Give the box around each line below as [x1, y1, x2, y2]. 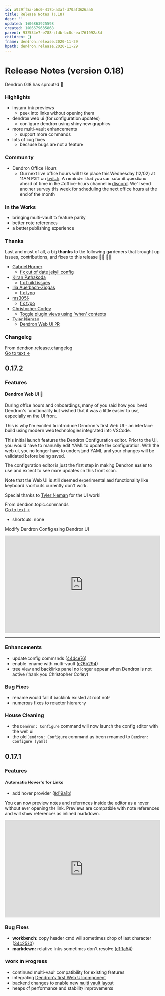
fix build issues [19, 279, 50, 285]
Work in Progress [5, 958, 48, 965]
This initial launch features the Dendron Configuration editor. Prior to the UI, [5, 437, 158, 443]
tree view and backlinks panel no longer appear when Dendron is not [12, 666, 152, 672]
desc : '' [5, 16, 23, 21]
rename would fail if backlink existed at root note [12, 695, 111, 701]
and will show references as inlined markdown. [5, 810, 100, 816]
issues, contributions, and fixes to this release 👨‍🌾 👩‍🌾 [5, 254, 112, 260]
